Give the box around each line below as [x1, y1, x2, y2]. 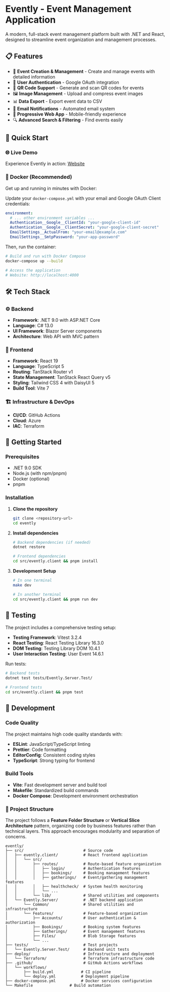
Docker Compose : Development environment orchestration [12, 793, 138, 799]
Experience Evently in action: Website [5, 160, 85, 167]
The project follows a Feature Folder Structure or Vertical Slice [5, 817, 140, 823]
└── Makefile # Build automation [5, 983, 111, 988]
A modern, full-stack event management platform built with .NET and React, [5, 31, 165, 37]
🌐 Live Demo [5, 149, 38, 156]
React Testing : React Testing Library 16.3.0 [12, 640, 104, 646]
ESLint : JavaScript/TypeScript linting [12, 741, 91, 747]
